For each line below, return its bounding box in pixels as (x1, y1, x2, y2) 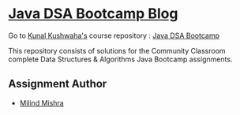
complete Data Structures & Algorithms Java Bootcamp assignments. (8, 54, 233, 64)
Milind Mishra (19, 98, 65, 107)
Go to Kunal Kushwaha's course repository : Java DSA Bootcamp (8, 31, 219, 40)
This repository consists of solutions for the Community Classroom (8, 46, 227, 55)
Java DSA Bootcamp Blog (8, 5, 178, 23)
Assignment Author (8, 77, 107, 91)
